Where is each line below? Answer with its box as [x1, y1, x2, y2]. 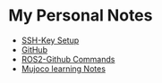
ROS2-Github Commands [21, 54, 115, 64]
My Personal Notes [8, 5, 153, 26]
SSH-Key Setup [21, 35, 80, 46]
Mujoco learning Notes [21, 63, 107, 74]
